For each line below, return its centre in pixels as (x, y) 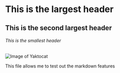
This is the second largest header (58, 28)
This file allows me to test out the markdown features (60, 66)
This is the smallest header (33, 41)
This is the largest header (59, 9)
